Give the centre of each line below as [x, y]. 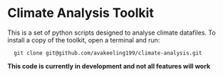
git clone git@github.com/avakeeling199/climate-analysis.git [108, 53]
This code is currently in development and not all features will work [109, 66]
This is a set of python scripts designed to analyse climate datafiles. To [111, 32]
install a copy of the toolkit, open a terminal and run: [84, 40]
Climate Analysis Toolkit [81, 13]
